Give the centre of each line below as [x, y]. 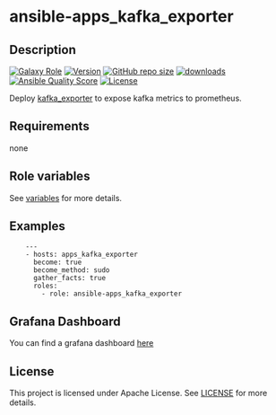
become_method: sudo [71, 270]
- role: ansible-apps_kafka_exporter [112, 294]
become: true [57, 262]
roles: [45, 286]
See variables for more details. [66, 198]
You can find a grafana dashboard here [82, 343]
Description [43, 50]
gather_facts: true [69, 278]
